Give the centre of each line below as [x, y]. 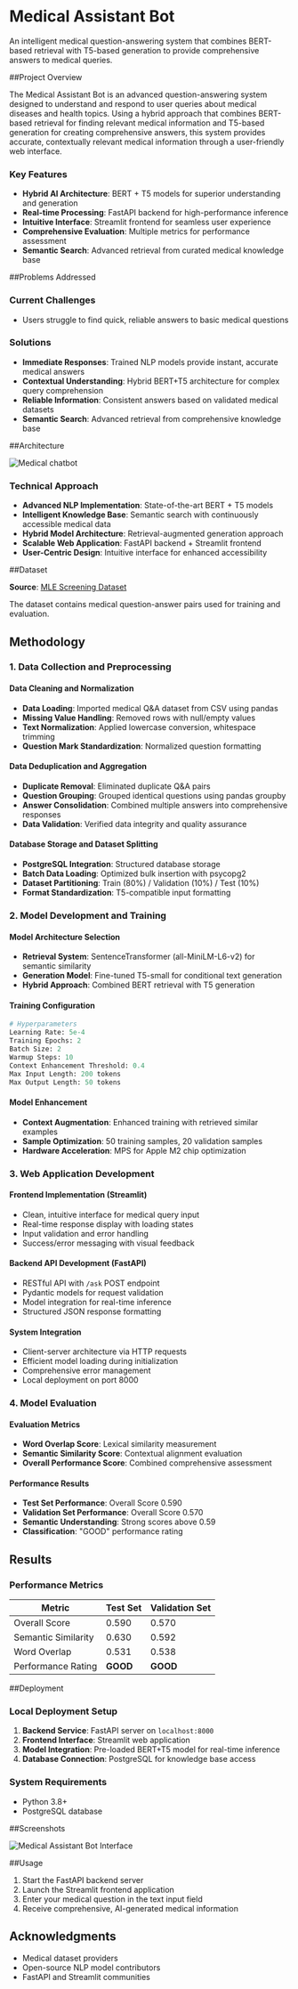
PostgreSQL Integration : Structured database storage [121, 865]
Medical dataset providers [70, 1958]
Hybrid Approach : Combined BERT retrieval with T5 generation [138, 985]
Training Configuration [52, 1005]
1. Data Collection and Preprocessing [90, 667]
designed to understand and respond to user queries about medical [133, 103]
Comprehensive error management [86, 1371]
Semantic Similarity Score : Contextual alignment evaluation [132, 1454]
